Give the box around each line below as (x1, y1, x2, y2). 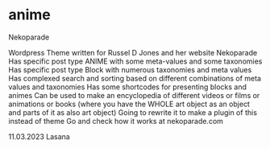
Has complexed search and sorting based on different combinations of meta (8, 73, 262, 83)
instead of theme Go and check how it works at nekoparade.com (8, 116, 224, 125)
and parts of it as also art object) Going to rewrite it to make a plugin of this (8, 107, 258, 117)
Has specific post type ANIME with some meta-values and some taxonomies (8, 56, 263, 66)
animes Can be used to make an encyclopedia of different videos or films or (8, 90, 260, 100)
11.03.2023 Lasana (8, 131, 70, 142)
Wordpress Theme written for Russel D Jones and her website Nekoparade (8, 47, 258, 57)
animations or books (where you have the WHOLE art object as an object (8, 99, 250, 109)
